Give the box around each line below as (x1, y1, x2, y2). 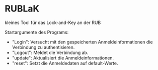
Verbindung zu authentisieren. (12, 44, 75, 50)
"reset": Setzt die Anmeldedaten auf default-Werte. (12, 60, 119, 66)
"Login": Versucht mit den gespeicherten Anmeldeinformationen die (12, 38, 153, 45)
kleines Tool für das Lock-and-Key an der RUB (5, 19, 101, 25)
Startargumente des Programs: (5, 29, 69, 35)
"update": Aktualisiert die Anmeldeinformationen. (12, 54, 114, 60)
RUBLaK (5, 3, 40, 14)
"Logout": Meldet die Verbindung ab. (12, 49, 89, 55)
